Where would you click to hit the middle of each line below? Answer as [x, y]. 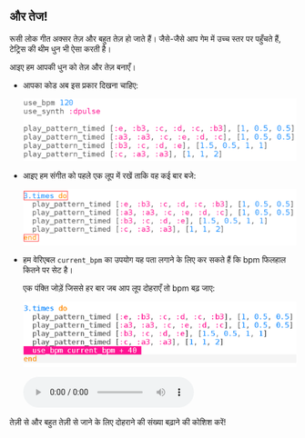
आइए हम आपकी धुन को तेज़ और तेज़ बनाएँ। [73, 67]
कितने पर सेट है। [48, 270]
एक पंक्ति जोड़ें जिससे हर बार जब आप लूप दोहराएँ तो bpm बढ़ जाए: [119, 288]
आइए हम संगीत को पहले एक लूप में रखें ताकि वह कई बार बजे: [109, 176]
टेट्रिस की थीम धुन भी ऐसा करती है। [61, 49]
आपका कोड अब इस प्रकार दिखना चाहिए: [81, 85]
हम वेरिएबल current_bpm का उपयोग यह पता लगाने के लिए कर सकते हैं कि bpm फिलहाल [154, 259]
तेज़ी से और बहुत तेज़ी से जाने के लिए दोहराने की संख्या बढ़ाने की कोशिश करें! [118, 422]
